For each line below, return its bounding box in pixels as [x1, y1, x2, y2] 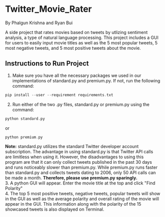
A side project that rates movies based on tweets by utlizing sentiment [5, 29, 148, 35]
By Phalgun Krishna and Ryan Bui [5, 20, 73, 26]
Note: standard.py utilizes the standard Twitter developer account [5, 144, 139, 149]
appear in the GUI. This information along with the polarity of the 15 [5, 201, 141, 207]
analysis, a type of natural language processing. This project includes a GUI [5, 35, 159, 40]
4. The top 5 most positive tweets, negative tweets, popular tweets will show [5, 191, 161, 197]
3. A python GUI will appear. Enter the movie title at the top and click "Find [5, 180, 156, 186]
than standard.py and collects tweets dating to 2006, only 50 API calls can [5, 170, 156, 176]
